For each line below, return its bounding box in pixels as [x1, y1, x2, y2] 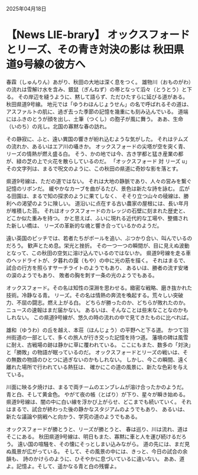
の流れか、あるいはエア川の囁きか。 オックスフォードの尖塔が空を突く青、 [6, 143, 189, 150]
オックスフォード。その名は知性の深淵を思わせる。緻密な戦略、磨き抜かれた [6, 284, 193, 291]
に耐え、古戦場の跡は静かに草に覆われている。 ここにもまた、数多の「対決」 [6, 341, 191, 348]
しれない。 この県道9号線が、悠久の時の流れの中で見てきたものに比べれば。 [6, 313, 192, 321]
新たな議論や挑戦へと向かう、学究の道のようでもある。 [6, 413, 141, 420]
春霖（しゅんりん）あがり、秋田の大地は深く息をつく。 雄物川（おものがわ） [6, 78, 191, 85]
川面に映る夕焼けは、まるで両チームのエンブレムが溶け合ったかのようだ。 [6, 383, 187, 390]
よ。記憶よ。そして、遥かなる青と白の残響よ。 [6, 463, 120, 470]
